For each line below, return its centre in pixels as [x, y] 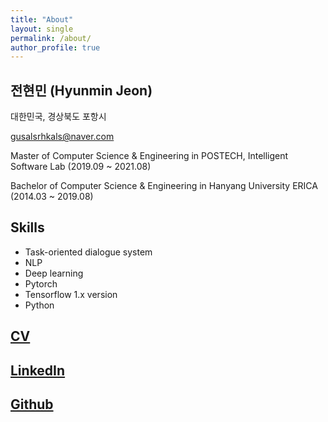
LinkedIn [38, 370]
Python [39, 305]
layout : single [42, 29]
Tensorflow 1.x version [71, 294]
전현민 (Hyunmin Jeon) [81, 90]
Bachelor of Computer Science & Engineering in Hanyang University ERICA [164, 186]
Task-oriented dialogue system [88, 252]
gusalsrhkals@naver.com [62, 137]
